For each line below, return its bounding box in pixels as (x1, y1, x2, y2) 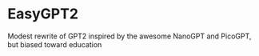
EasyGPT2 (7, 5, 79, 23)
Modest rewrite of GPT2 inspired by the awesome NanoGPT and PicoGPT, (7, 31, 252, 41)
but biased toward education (7, 39, 102, 49)
